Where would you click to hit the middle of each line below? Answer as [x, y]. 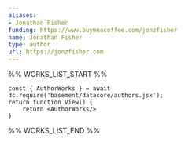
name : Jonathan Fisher [45, 37]
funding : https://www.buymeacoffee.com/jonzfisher [93, 30]
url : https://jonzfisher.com [56, 52]
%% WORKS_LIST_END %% [54, 131]
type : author [30, 45]
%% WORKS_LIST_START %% [58, 74]
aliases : [22, 15]
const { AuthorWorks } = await [59, 89]
